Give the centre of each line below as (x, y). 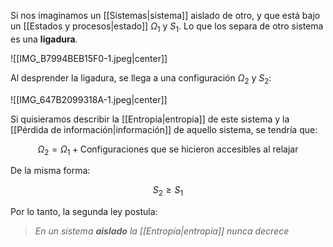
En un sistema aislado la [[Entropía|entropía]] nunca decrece (162, 231)
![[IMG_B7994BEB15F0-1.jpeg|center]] (89, 58)
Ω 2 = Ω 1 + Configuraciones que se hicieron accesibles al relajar (168, 150)
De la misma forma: (50, 171)
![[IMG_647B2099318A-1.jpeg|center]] (89, 99)
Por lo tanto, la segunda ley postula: (84, 212)
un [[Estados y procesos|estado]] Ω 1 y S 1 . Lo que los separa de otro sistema (167, 27)
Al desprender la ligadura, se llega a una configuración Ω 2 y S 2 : (141, 78)
